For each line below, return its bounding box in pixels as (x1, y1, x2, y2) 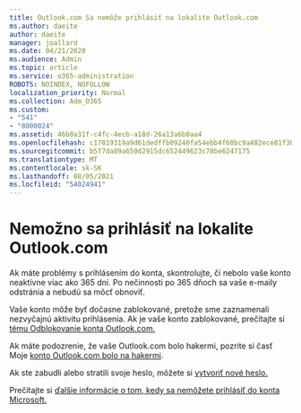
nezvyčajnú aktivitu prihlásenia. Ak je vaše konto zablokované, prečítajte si (9, 313, 285, 324)
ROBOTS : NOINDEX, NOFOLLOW (9, 80, 110, 89)
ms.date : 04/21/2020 (9, 47, 87, 56)
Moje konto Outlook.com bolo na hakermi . (9, 350, 164, 361)
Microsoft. (9, 394, 47, 405)
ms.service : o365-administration (9, 72, 134, 81)
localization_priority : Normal (9, 88, 126, 97)
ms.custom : (9, 105, 50, 114)
